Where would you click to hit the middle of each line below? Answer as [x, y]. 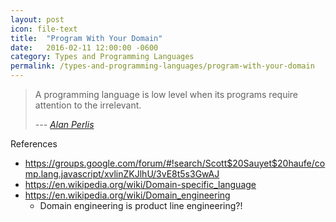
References [34, 144]
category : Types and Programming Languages [102, 57]
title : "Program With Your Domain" [86, 38]
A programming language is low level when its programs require [166, 94]
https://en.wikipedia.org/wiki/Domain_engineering [127, 195]
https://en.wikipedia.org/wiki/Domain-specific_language [140, 184]
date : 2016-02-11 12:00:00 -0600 [84, 47]
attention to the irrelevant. [88, 105]
